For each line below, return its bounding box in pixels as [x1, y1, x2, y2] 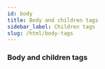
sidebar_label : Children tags [7, 23, 96, 30]
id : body [7, 10, 33, 17]
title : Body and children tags [7, 17, 99, 24]
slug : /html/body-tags [7, 29, 73, 37]
